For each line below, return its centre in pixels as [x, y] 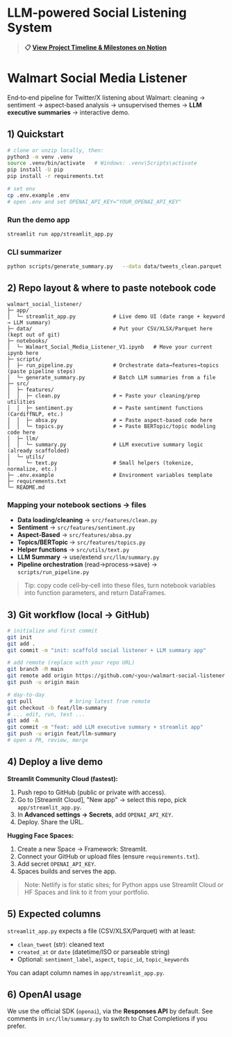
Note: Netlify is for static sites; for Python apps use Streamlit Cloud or [124, 884]
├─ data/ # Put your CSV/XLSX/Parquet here [110, 328]
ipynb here [23, 353]
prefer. [17, 1026]
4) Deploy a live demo [55, 762]
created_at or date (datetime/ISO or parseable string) [93, 952]
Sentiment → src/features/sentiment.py [76, 527]
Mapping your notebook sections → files [77, 505]
